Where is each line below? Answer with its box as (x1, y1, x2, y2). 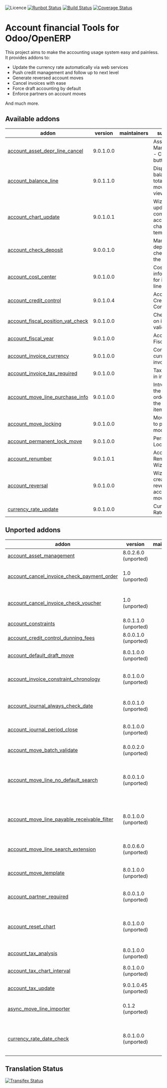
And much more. (5, 100, 40, 106)
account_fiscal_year (7, 335, 54, 342)
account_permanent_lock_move (7, 438, 83, 445)
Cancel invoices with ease (12, 80, 66, 86)
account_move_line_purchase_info (7, 393, 88, 400)
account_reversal (7, 482, 48, 489)
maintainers (119, 130, 149, 137)
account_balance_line (7, 177, 59, 184)
